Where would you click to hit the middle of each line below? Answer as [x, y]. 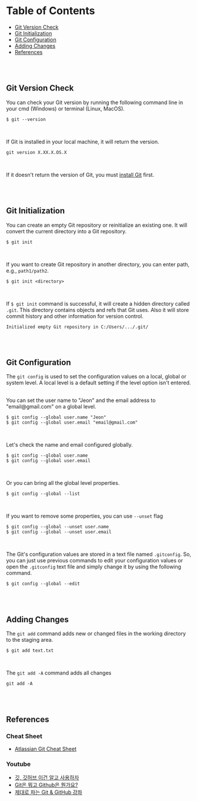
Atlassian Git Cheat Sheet [45, 749]
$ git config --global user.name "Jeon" [56, 418]
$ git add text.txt [30, 651]
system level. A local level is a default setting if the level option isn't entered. [98, 383]
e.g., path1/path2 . [27, 270]
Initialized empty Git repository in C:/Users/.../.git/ [77, 327]
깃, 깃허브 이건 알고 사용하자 [47, 777]
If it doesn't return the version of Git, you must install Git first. [80, 175]
